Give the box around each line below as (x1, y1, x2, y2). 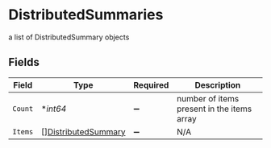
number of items (177, 92, 240, 104)
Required (133, 79, 169, 90)
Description (194, 79, 241, 90)
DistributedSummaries (8, 6, 164, 24)
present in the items (177, 103, 252, 114)
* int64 (40, 103, 67, 114)
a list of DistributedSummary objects (8, 32, 130, 42)
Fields (8, 55, 40, 69)
